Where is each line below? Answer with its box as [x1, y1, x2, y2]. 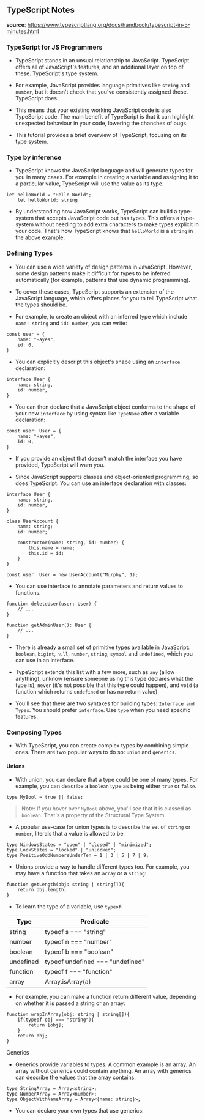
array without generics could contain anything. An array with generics [15, 1067, 192, 1075]
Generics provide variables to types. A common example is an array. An [15, 1061, 196, 1068]
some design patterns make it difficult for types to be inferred [15, 269, 171, 277]
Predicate [80, 918, 110, 926]
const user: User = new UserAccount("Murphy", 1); [6, 571, 138, 577]
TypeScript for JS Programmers [6, 43, 103, 51]
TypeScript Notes [6, 5, 75, 15]
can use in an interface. [15, 656, 75, 664]
